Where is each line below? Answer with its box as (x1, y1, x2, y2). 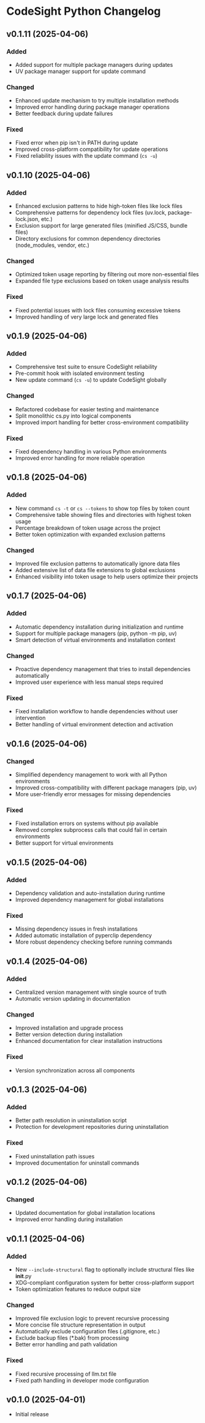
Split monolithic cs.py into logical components (15, 412, 132, 419)
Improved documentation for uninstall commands (15, 1159, 140, 1166)
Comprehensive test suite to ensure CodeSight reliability (15, 363, 158, 371)
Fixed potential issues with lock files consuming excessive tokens (15, 306, 181, 314)
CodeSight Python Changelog (6, 4, 161, 18)
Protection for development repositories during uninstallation (15, 1123, 169, 1131)
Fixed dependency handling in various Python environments (15, 448, 167, 456)
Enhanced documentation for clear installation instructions (15, 1037, 163, 1045)
